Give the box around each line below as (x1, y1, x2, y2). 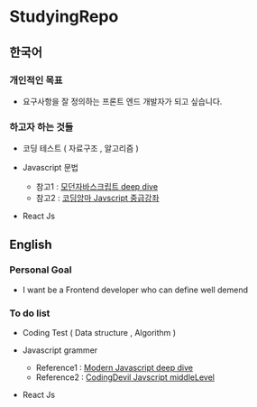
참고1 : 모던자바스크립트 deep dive (35, 181, 159, 192)
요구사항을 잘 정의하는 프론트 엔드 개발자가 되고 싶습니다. (22, 96, 223, 106)
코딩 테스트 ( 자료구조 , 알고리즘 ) (22, 143, 140, 154)
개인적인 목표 (9, 74, 63, 87)
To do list (9, 307, 50, 319)
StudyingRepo (9, 6, 119, 27)
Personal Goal (9, 264, 72, 276)
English (9, 236, 52, 252)
